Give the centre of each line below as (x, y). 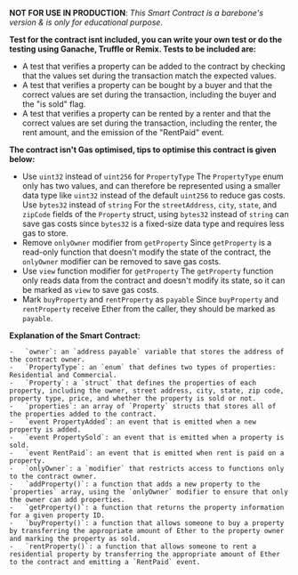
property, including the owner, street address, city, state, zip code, (147, 391)
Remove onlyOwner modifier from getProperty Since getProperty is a (147, 243)
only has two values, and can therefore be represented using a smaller (151, 186)
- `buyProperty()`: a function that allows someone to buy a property (147, 523)
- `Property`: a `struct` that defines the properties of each (133, 383)
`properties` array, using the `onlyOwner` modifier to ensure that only (149, 492)
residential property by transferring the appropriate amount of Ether (145, 555)
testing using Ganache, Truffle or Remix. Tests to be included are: (133, 49)
